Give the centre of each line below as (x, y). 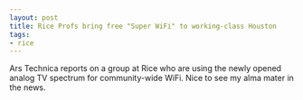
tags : (19, 34)
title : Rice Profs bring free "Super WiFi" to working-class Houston (143, 26)
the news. (28, 87)
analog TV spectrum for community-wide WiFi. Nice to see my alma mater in (151, 78)
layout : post (34, 18)
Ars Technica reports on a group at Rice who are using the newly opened (146, 68)
